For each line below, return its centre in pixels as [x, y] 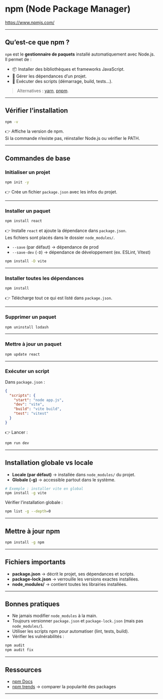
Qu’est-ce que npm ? [37, 42]
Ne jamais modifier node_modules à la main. [55, 616]
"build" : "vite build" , [38, 409]
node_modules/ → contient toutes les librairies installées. [70, 584]
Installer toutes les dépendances [44, 278]
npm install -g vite [26, 493]
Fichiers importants [35, 562]
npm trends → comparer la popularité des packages [64, 687]
